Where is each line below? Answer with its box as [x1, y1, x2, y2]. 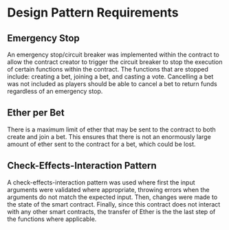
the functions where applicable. [7, 215, 97, 223]
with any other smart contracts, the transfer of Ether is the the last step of [7, 207, 216, 216]
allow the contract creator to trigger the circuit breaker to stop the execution [7, 58, 223, 66]
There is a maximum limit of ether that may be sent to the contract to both [7, 125, 217, 134]
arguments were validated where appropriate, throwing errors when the [7, 185, 210, 194]
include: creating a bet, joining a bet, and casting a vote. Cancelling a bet [7, 72, 214, 81]
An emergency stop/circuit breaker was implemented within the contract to [7, 50, 220, 59]
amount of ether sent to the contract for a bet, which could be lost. [7, 140, 196, 148]
